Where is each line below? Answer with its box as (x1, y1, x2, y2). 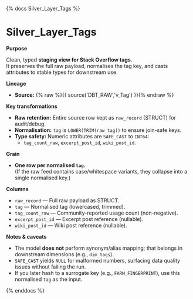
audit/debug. (14, 120, 46, 127)
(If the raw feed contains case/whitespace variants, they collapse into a (14, 168, 188, 175)
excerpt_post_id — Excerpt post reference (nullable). (14, 215, 144, 222)
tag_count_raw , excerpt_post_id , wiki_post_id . (23, 139, 136, 146)
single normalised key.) (14, 174, 71, 181)
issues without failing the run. (14, 263, 86, 270)
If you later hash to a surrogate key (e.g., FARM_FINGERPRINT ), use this (14, 269, 180, 276)
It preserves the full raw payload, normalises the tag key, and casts (6, 62, 168, 69)
